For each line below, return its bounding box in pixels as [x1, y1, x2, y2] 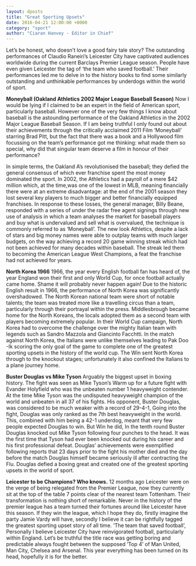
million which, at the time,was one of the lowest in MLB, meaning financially [6, 182, 188, 189]
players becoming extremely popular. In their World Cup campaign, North [6, 318, 183, 325]
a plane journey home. [6, 362, 60, 369]
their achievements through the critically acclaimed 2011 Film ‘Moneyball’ [6, 127, 183, 134]
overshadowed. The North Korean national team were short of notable [6, 293, 175, 300]
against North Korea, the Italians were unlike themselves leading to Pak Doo [6, 337, 189, 344]
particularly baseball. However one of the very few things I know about [6, 108, 177, 115]
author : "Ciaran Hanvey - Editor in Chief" [6, 31, 114, 36]
